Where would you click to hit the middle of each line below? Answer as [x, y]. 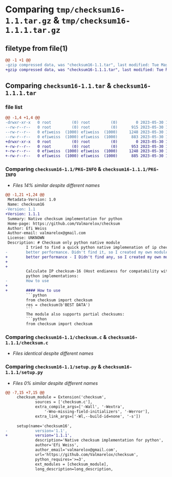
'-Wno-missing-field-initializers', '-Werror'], [97, 412]
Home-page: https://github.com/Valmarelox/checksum [64, 224]
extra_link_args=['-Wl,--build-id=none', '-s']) [88, 416]
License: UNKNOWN [26, 238]
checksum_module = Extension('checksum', [61, 397]
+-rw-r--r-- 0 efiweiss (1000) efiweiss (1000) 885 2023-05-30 [84, 156]
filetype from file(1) [37, 48]
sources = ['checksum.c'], [64, 402]
